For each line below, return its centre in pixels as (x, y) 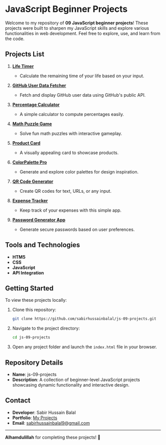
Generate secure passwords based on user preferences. (77, 229)
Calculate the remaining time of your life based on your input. (82, 76)
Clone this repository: (34, 310)
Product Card (26, 143)
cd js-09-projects (31, 337)
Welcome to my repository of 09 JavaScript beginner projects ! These (77, 23)
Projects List (25, 54)
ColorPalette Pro (29, 162)
